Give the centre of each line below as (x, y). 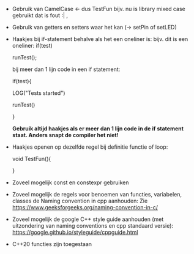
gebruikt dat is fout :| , (40, 15)
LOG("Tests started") (39, 93)
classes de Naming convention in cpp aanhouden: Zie (80, 201)
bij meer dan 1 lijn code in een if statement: (66, 69)
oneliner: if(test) (32, 46)
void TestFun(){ (32, 159)
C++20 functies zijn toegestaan (52, 244)
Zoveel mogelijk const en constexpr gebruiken (70, 182)
